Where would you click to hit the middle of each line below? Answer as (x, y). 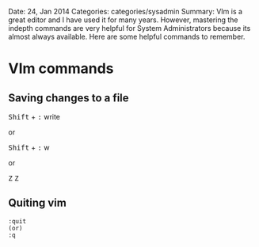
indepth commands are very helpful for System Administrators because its (129, 28)
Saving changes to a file (69, 98)
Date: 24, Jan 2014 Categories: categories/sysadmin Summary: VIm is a (126, 11)
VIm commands (61, 68)
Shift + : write (34, 117)
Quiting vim (38, 203)
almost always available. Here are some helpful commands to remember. (127, 36)
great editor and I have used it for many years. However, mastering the (123, 20)
